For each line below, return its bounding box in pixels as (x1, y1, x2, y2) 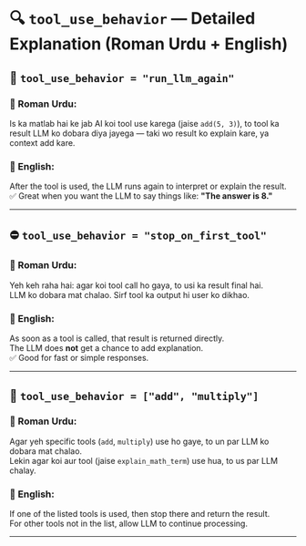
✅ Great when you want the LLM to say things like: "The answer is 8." (9, 191, 273, 201)
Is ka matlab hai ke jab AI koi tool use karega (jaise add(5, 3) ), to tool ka (9, 118, 280, 129)
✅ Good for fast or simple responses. (9, 353, 149, 364)
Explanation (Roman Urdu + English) (9, 34, 289, 55)
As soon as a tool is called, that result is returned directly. (9, 333, 225, 344)
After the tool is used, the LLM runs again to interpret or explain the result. (9, 180, 287, 192)
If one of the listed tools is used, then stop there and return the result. (9, 509, 270, 520)
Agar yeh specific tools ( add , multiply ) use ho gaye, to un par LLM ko (9, 436, 270, 447)
